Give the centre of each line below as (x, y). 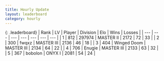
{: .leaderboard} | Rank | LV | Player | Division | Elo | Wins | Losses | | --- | (79, 33)
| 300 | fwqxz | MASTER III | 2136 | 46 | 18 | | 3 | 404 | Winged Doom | (75, 43)
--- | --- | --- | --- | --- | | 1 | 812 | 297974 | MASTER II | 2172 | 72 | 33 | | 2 (85, 38)
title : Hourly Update (27, 10)
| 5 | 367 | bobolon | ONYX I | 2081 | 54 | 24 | (50, 53)
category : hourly (23, 19)
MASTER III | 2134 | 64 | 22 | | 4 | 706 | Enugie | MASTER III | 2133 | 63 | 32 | (82, 48)
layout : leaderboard (26, 14)
